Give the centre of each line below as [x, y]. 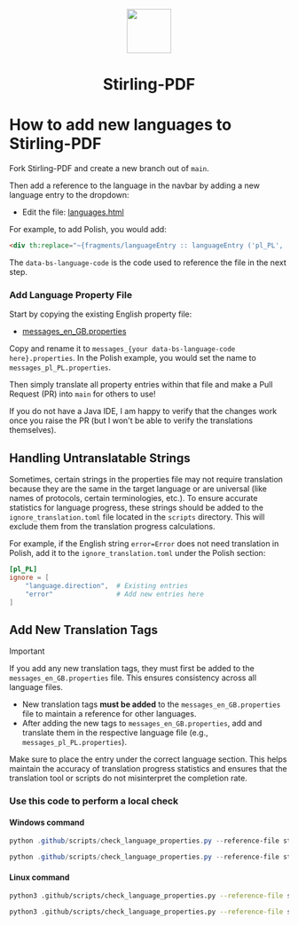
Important [27, 651]
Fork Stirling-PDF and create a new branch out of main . [110, 169]
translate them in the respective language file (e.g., [115, 733]
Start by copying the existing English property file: [101, 314]
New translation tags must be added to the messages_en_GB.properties [151, 704]
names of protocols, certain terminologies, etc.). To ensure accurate [133, 498]
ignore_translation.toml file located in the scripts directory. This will [137, 517]
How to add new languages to [121, 125]
